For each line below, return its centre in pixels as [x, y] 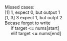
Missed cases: [19, 7]
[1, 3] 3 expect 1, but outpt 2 [33, 18]
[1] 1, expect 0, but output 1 [32, 12]
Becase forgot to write [28, 23]
